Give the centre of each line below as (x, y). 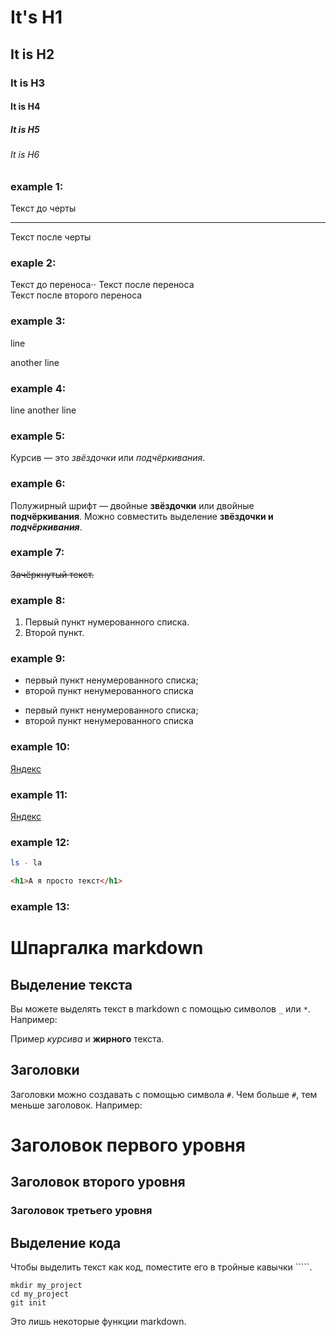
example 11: (39, 794)
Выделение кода (66, 1242)
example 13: (40, 906)
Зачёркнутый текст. (52, 574)
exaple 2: (33, 263)
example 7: (37, 553)
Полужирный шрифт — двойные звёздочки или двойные (132, 505)
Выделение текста (71, 984)
